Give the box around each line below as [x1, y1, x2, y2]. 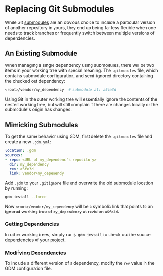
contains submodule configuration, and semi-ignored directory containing [5, 72, 153, 79]
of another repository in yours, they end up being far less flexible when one [5, 24, 156, 30]
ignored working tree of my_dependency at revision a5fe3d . [5, 209, 119, 214]
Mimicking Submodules [5, 121, 79, 129]
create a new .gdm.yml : [5, 139, 51, 145]
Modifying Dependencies [5, 249, 67, 256]
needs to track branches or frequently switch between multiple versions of [5, 30, 155, 36]
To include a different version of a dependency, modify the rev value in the [5, 260, 155, 266]
